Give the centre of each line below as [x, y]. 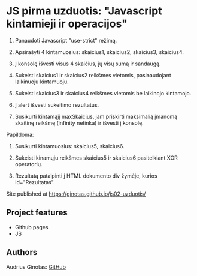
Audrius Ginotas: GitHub [36, 267]
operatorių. [29, 164]
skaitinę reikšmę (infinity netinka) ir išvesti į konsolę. [79, 123]
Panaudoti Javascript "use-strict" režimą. [66, 40]
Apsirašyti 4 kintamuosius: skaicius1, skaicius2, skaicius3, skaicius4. [99, 52]
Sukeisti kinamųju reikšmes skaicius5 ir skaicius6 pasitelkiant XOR [96, 158]
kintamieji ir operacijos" [67, 24]
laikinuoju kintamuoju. [42, 82]
